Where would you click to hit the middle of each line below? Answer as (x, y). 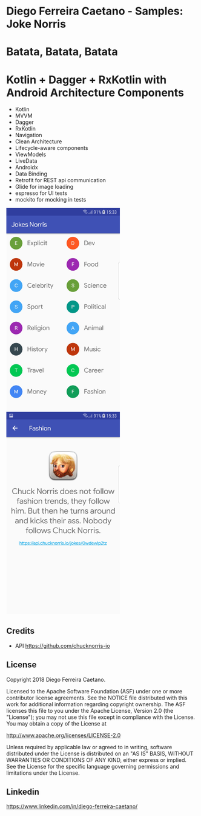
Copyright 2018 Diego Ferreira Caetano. (56, 679)
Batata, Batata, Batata (62, 52)
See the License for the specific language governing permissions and (93, 766)
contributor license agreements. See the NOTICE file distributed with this (97, 698)
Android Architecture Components (95, 93)
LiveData (26, 161)
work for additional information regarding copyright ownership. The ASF (96, 704)
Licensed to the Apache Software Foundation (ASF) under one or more (94, 691)
